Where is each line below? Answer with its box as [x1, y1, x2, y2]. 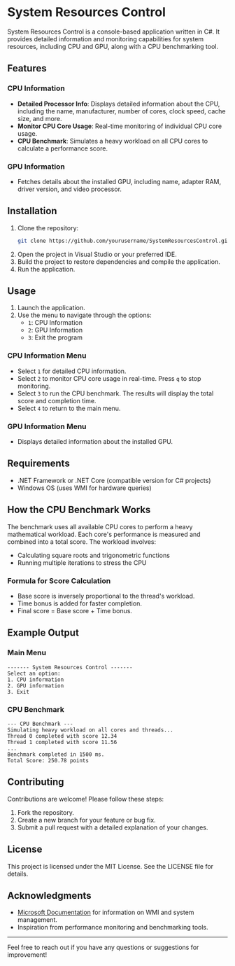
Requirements [7, 458, 70, 470]
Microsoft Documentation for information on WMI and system [17, 908, 194, 917]
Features [7, 62, 47, 74]
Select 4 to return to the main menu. [17, 404, 121, 412]
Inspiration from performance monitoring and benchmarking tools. [17, 923, 208, 932]
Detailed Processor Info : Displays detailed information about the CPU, [17, 99, 220, 108]
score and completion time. [17, 396, 97, 405]
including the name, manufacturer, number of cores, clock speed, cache [17, 106, 226, 115]
